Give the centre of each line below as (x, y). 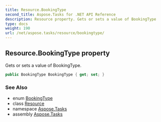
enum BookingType (32, 98)
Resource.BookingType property (58, 53)
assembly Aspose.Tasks (37, 114)
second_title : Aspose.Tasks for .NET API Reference (60, 14)
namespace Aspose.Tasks (39, 108)
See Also (16, 87)
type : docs (17, 24)
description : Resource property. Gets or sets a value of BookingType (81, 19)
